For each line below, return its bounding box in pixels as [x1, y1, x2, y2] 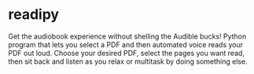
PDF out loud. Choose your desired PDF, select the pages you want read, [8, 48, 245, 57]
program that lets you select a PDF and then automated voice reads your [8, 39, 244, 49]
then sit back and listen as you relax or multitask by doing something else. [8, 57, 248, 66]
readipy [8, 6, 60, 24]
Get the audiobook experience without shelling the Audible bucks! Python [8, 31, 247, 41]
